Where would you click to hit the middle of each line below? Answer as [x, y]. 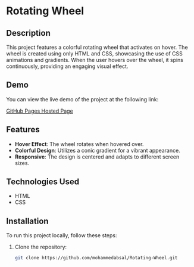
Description [28, 33]
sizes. [22, 163]
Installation [27, 221]
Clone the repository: [41, 247]
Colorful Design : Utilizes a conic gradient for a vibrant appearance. [97, 150]
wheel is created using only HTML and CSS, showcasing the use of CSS [94, 54]
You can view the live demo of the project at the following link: [82, 99]
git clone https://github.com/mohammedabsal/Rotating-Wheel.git [96, 258]
